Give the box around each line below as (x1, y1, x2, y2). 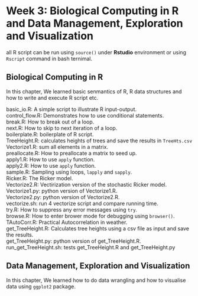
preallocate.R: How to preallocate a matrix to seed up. (6, 149, 137, 157)
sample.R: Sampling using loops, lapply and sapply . (6, 168, 132, 175)
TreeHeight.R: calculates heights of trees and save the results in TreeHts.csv (6, 137, 193, 144)
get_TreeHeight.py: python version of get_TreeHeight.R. (6, 238, 141, 245)
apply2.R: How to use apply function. (6, 162, 96, 169)
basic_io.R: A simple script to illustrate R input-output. (6, 105, 137, 113)
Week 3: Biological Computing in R (6, 4, 179, 18)
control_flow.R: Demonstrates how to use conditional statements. (6, 112, 164, 119)
